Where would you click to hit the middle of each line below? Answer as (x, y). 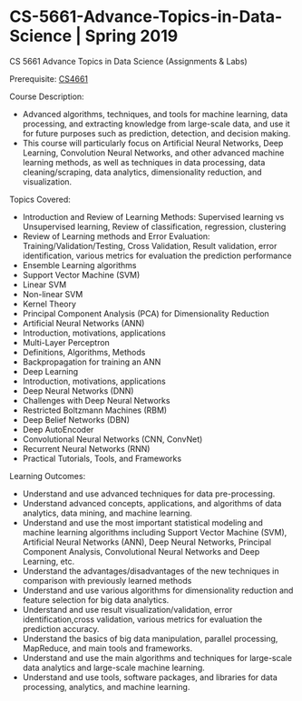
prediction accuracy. (61, 628)
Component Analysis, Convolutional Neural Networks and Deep (141, 551)
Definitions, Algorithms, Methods (84, 352)
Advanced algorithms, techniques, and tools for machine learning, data (155, 114)
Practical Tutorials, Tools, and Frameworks (102, 458)
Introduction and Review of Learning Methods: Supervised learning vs (153, 216)
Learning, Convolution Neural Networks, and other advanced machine (153, 153)
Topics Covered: (40, 199)
